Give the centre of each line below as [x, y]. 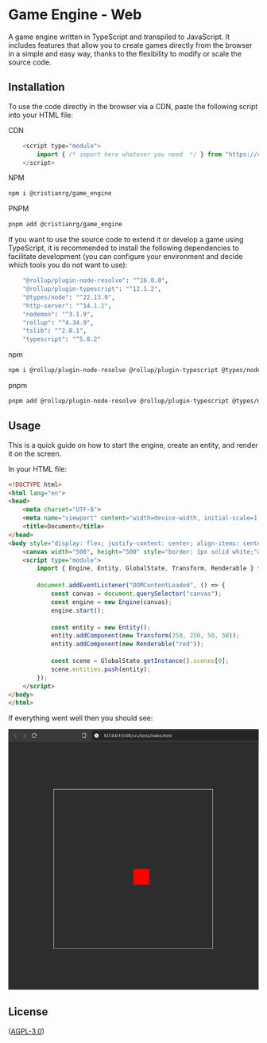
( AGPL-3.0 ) [27, 1031]
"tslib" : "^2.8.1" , [55, 331]
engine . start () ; [77, 610]
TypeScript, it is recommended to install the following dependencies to [124, 248]
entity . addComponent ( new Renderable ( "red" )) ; [127, 644]
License [28, 1012]
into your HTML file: [41, 115]
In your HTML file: [38, 469]
